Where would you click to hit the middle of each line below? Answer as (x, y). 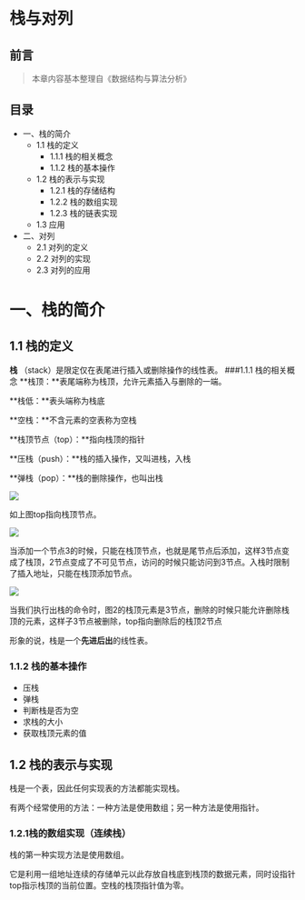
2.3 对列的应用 (63, 270)
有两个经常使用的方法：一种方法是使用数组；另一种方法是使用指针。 (137, 807)
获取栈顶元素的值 (54, 734)
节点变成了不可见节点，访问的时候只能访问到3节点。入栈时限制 (172, 562)
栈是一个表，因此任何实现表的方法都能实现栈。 (97, 788)
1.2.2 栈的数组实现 (84, 202)
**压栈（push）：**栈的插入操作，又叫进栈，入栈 (100, 458)
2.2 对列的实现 (63, 258)
